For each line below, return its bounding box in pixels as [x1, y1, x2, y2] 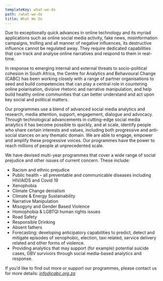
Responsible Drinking [12, 219, 55, 225]
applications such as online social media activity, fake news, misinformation [5, 35, 158, 41]
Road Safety [12, 214, 38, 220]
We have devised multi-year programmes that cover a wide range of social [5, 152, 156, 158]
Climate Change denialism [12, 188, 65, 194]
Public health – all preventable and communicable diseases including [12, 172, 151, 178]
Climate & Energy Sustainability [12, 193, 75, 199]
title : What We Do [5, 16, 43, 21]
